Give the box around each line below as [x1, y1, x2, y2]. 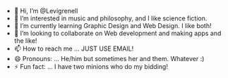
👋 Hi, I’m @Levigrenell [13, 7, 78, 15]
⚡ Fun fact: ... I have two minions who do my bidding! [13, 63, 168, 70]
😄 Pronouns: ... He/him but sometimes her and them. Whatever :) [13, 55, 205, 63]
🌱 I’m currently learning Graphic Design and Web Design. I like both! [13, 22, 212, 30]
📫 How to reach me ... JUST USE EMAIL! [13, 44, 134, 53]
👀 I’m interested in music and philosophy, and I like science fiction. [13, 14, 208, 22]
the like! [13, 37, 37, 45]
